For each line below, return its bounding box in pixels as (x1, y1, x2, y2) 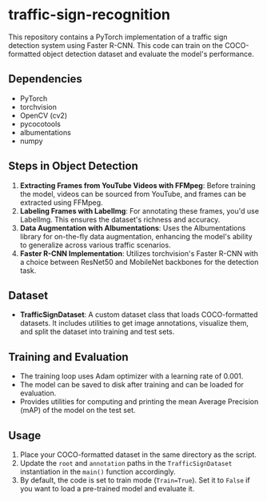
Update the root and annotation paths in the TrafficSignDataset (19, 459, 233, 467)
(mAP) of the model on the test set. (19, 406, 136, 415)
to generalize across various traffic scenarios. (19, 240, 171, 250)
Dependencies (8, 72, 82, 86)
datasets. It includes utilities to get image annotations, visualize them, (19, 319, 249, 328)
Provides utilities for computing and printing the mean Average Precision (19, 397, 259, 407)
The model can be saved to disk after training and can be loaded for (19, 380, 244, 390)
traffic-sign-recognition (8, 6, 170, 24)
